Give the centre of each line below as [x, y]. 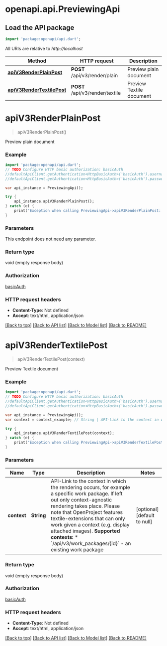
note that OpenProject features [87, 512]
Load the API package [40, 28]
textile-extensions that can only [88, 518]
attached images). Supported [85, 531]
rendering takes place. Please [85, 506]
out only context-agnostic [81, 500]
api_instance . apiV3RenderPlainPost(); [54, 201]
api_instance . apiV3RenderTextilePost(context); [64, 433]
